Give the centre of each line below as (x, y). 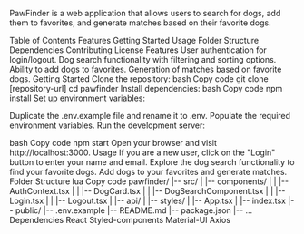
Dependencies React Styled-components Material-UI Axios (120, 220)
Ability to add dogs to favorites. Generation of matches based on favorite (146, 69)
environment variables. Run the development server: (108, 125)
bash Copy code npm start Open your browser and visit (113, 143)
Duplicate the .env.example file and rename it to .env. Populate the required (150, 116)
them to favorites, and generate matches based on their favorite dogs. (140, 23)
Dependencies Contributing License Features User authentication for (138, 50)
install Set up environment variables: (78, 98)
